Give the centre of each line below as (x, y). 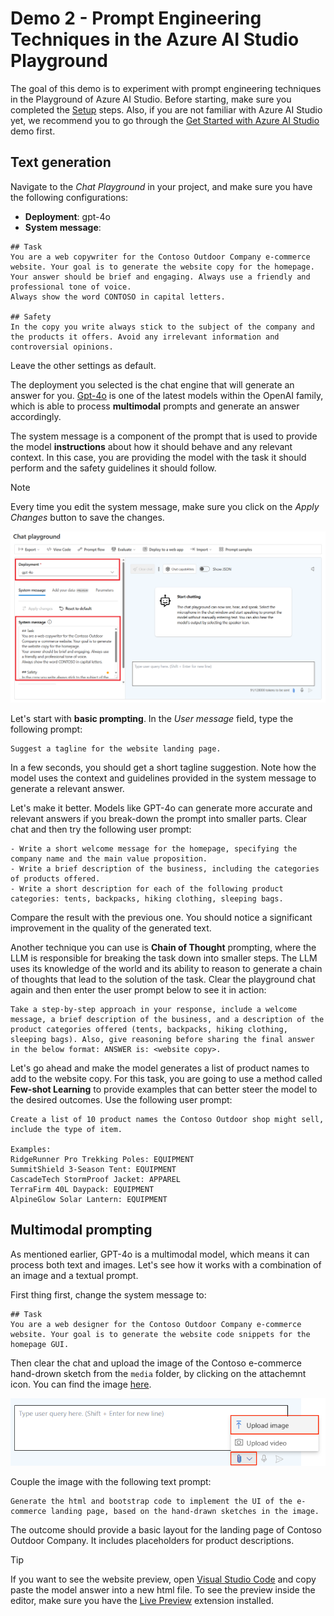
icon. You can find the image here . (81, 1384)
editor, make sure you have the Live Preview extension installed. (142, 1600)
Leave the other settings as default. (83, 365)
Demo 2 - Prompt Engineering (136, 18)
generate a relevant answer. (67, 788)
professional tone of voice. (71, 287)
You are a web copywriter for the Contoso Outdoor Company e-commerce (160, 257)
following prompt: (46, 729)
